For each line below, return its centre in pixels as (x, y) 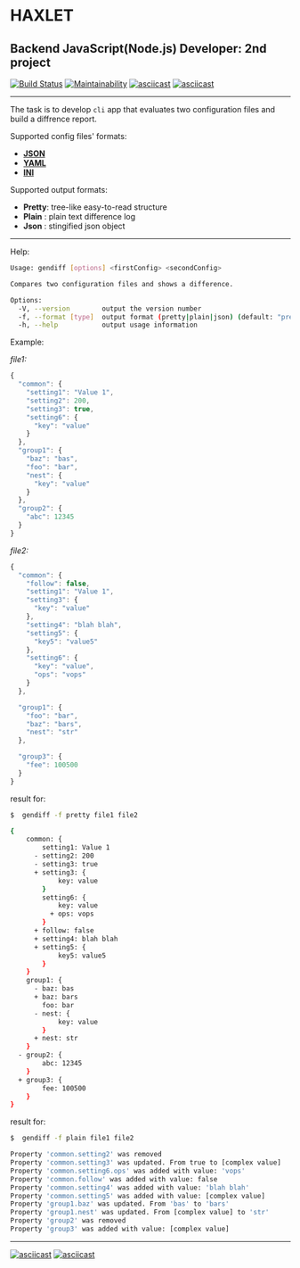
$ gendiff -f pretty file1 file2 (74, 815)
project (31, 62)
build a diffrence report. (53, 119)
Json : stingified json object (74, 226)
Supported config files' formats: (69, 136)
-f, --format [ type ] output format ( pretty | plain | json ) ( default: (146, 317)
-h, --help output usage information (108, 325)
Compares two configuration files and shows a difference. (122, 284)
